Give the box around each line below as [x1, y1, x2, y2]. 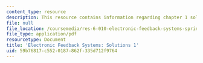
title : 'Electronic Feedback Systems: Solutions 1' [6, 43, 139, 49]
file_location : [6, 25, 45, 32]
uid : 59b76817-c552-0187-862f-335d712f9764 [6, 48, 118, 54]
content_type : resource [6, 8, 66, 15]
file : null [6, 20, 34, 26]
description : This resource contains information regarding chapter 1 [6, 14, 188, 20]
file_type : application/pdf [6, 31, 77, 37]
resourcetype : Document [6, 37, 66, 43]
